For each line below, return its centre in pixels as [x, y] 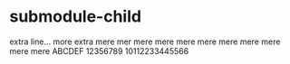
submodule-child [76, 17]
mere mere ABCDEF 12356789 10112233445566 [99, 50]
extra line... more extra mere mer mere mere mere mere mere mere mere [145, 41]
